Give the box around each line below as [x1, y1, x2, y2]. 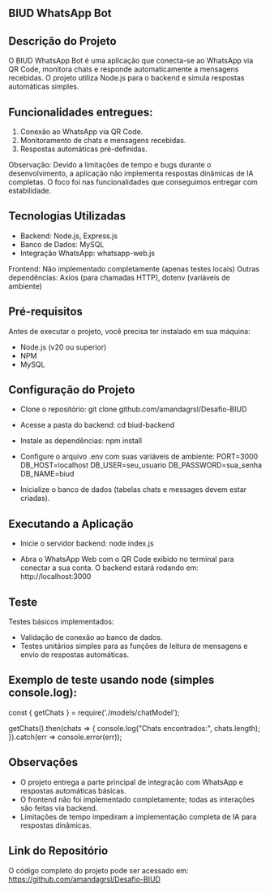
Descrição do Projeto [8, 34, 117, 48]
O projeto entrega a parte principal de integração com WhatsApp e [19, 777, 243, 787]
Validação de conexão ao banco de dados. [19, 633, 164, 642]
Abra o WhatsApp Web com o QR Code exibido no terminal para [19, 555, 234, 564]
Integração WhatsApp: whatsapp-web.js [19, 248, 156, 258]
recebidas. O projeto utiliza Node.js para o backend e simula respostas [8, 73, 245, 83]
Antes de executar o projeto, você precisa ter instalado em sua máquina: [8, 326, 251, 336]
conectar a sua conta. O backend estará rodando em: [19, 563, 199, 572]
